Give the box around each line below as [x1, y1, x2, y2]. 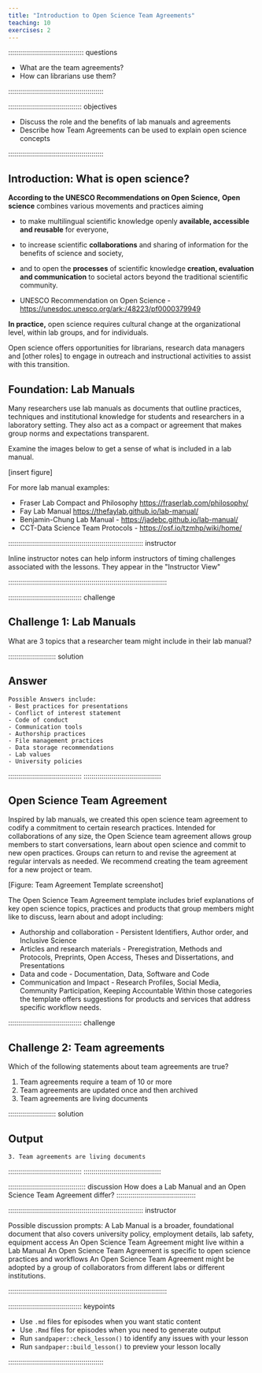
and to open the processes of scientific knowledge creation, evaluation [19, 264, 254, 273]
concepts [19, 134, 51, 143]
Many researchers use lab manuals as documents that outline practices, [8, 403, 242, 413]
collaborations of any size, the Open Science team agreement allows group [8, 832, 252, 841]
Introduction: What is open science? [8, 172, 190, 185]
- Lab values [8, 750, 51, 759]
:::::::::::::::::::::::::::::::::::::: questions [8, 48, 118, 58]
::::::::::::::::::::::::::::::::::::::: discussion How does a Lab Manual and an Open [8, 1182, 246, 1192]
